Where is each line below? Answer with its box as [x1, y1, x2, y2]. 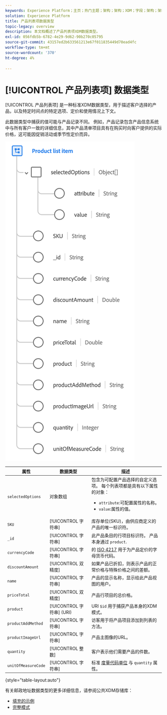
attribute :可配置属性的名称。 [98, 500, 160, 506]
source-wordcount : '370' [5, 50, 57, 55]
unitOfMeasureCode [7, 664, 46, 669]
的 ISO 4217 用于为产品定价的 [91, 546, 153, 552]
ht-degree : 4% [5, 55, 35, 60]
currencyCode [7, 550, 34, 556]
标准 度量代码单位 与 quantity [91, 660, 153, 666]
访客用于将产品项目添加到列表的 [91, 617, 157, 623]
